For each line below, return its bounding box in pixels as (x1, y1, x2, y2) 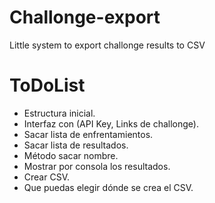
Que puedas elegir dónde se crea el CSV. (23, 181, 194, 193)
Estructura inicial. (23, 107, 96, 119)
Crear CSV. (23, 171, 70, 183)
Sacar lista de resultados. (23, 139, 129, 151)
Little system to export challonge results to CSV (9, 39, 206, 51)
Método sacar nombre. (23, 149, 119, 161)
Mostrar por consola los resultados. (23, 160, 171, 172)
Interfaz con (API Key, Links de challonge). (23, 117, 199, 130)
